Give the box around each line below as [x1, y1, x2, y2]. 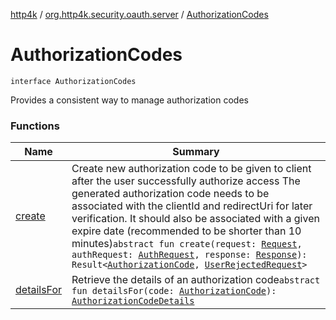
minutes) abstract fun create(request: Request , [71, 237, 303, 251]
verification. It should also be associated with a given [71, 212, 320, 226]
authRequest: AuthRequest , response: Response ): [71, 249, 308, 261]
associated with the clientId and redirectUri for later [71, 199, 313, 213]
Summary [172, 145, 220, 159]
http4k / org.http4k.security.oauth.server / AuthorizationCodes [10, 9, 269, 20]
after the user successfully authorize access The [71, 174, 301, 188]
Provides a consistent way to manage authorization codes [10, 94, 249, 106]
